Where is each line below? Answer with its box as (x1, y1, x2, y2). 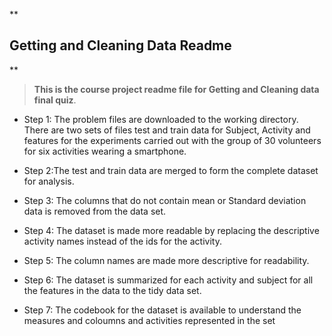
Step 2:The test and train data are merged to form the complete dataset (23, 164, 319, 176)
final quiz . (33, 94, 77, 106)
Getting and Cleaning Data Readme (9, 37, 232, 54)
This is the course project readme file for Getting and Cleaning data (33, 83, 320, 95)
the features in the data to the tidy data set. (23, 284, 202, 296)
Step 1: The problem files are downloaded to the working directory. (23, 113, 299, 125)
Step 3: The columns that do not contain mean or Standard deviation (23, 194, 307, 206)
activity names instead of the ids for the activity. (23, 235, 222, 247)
